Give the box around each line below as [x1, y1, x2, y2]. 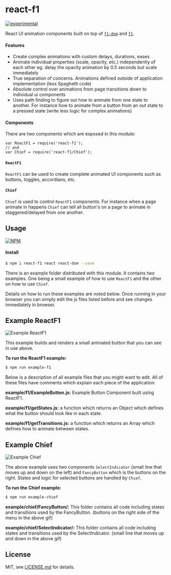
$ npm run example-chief [5, 495, 58, 500]
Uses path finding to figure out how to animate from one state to [12, 97, 148, 103]
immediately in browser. [5, 302, 56, 308]
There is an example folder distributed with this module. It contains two [5, 270, 155, 276]
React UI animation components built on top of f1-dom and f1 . [5, 30, 134, 36]
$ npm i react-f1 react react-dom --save [5, 261, 95, 266]
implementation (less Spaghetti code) [12, 81, 92, 87]
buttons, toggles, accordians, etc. [5, 176, 76, 182]
